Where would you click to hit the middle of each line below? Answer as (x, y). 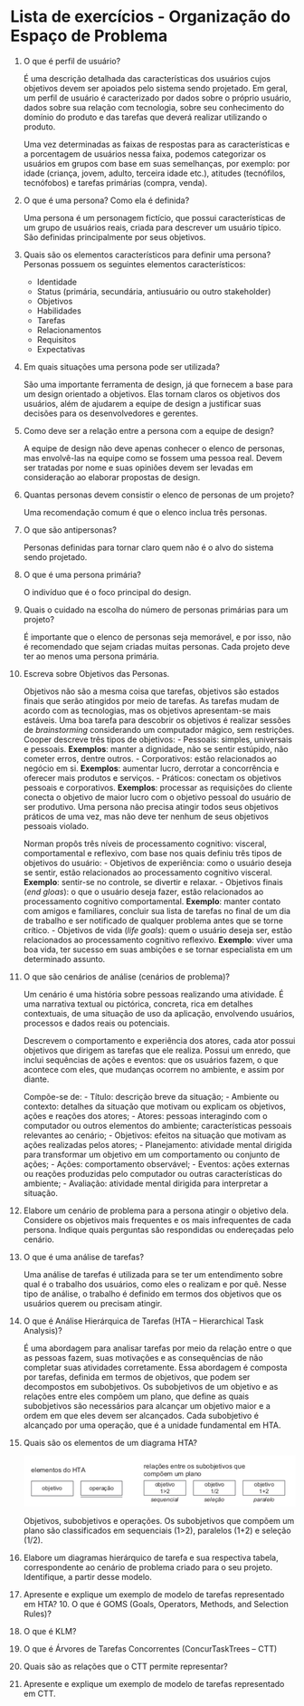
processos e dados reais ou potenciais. (96, 1023)
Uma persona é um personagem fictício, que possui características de (154, 217)
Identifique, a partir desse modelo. (87, 1577)
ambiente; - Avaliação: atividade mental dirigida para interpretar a (146, 1183)
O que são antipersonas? (70, 530)
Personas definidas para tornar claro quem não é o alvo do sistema (148, 547)
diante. (36, 1079)
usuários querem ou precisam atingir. (93, 1303)
